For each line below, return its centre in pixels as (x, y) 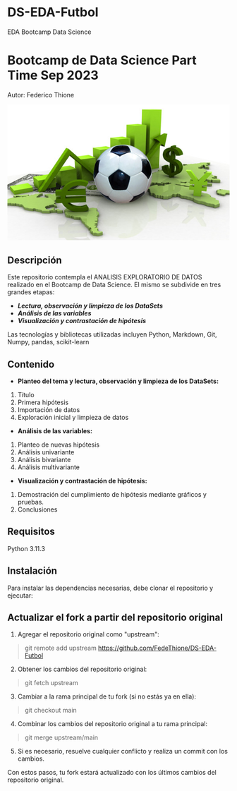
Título (26, 395)
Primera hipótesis (43, 402)
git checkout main (51, 711)
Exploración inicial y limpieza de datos (73, 418)
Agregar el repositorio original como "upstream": (89, 634)
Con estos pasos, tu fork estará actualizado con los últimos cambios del (112, 773)
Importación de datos (49, 410)
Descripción (35, 260)
